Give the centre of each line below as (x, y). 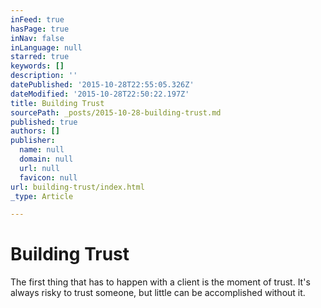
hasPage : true (40, 29)
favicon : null (48, 177)
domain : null (46, 159)
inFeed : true (37, 19)
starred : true (40, 57)
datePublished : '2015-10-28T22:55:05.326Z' (102, 85)
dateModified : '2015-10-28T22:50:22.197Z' (100, 94)
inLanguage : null (46, 47)
